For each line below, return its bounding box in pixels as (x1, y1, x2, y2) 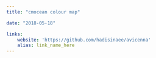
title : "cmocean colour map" (6, 9, 80, 15)
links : (6, 31, 23, 37)
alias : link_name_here (17, 42, 75, 49)
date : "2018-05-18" (6, 20, 56, 26)
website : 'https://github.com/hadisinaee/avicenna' (17, 37, 151, 43)
